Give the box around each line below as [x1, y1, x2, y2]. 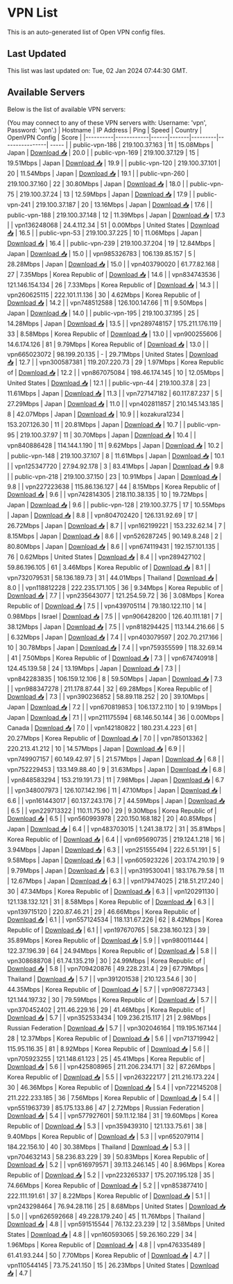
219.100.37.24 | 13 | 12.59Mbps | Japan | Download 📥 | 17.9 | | [19, 189, 196, 198]
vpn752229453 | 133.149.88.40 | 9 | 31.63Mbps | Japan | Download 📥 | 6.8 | [7, 765, 226, 773]
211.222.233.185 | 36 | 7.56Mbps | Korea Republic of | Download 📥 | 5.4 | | [7, 1093, 220, 1101]
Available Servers [7, 87, 85, 99]
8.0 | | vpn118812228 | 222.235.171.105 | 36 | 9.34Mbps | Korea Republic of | [7, 583, 223, 591]
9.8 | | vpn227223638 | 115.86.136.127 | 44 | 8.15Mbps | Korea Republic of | [7, 482, 220, 491]
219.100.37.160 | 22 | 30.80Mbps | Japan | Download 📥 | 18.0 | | [7, 179, 189, 188]
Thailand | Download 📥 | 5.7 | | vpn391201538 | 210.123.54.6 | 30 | [7, 974, 196, 983]
